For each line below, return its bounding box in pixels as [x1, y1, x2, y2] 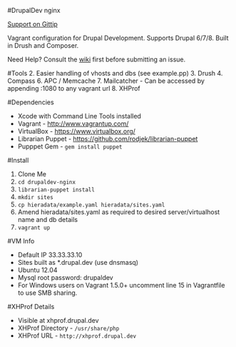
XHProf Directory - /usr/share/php [17, 324, 120, 332]
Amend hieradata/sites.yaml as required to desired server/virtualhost [17, 208, 220, 216]
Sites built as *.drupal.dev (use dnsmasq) [17, 258, 139, 266]
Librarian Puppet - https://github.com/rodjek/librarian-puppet [17, 135, 198, 143]
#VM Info [7, 237, 35, 245]
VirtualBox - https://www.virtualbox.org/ [17, 127, 135, 135]
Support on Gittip [7, 20, 58, 28]
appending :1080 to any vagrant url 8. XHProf [7, 84, 140, 92]
